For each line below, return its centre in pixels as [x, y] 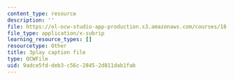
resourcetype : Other [37, 46]
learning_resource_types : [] [50, 40]
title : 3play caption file [47, 53]
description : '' [31, 20]
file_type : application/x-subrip [56, 33]
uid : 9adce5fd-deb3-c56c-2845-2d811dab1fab [72, 65]
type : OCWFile [28, 59]
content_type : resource [42, 14]
